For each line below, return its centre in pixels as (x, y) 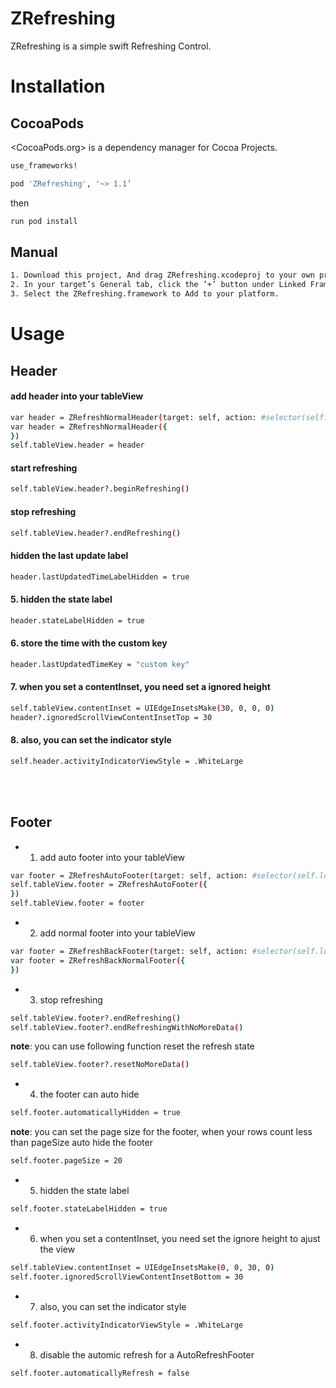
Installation (58, 86)
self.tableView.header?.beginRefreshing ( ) (100, 489)
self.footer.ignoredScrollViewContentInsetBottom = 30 (127, 1277)
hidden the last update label (69, 556)
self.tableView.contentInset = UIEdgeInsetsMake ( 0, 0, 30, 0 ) (142, 1267)
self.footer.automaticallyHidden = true (96, 1113)
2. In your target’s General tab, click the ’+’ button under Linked (158, 285)
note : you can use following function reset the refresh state (132, 1046)
